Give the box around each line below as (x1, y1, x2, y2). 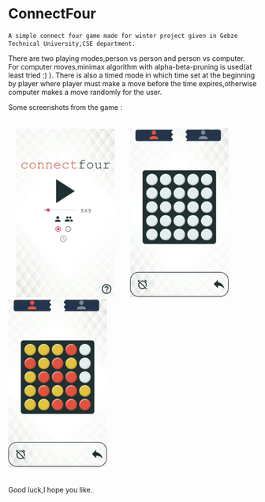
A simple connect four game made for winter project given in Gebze (8, 32, 238, 40)
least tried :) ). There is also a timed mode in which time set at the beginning (8, 70, 256, 80)
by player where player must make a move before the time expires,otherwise (8, 78, 257, 88)
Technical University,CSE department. (8, 40, 136, 47)
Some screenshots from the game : (8, 102, 123, 111)
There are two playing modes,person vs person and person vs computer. (8, 53, 245, 63)
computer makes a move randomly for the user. (8, 87, 162, 96)
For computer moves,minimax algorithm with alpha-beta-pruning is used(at (8, 62, 252, 71)
